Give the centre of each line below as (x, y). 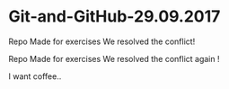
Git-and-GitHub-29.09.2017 (114, 17)
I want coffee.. (35, 76)
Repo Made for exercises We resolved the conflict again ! (114, 58)
